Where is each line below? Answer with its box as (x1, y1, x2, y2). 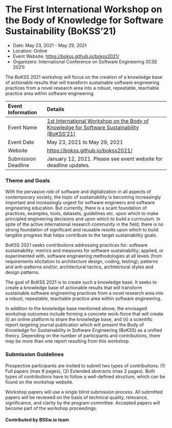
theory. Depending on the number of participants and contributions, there (5, 333, 160, 339)
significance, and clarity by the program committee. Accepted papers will (5, 399, 160, 405)
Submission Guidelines (5, 351, 64, 358)
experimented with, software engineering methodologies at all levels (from (5, 253, 162, 259)
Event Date (8, 138, 34, 145)
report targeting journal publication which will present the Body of (5, 322, 144, 328)
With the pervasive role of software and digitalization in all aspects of (5, 188, 152, 195)
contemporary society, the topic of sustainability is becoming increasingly (5, 194, 161, 200)
